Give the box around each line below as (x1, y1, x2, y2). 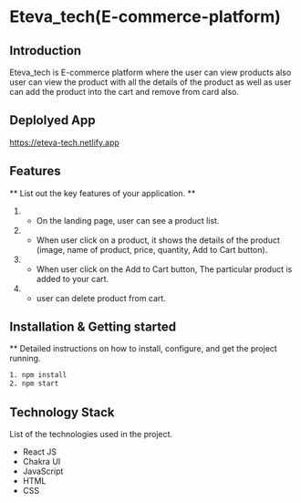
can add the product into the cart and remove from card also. (9, 87, 240, 97)
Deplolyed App (9, 112, 96, 129)
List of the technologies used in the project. (9, 429, 173, 439)
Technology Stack (9, 404, 115, 420)
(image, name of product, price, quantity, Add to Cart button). (36, 244, 268, 255)
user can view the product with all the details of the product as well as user (9, 77, 292, 88)
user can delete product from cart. (36, 292, 166, 303)
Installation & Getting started (9, 320, 177, 335)
